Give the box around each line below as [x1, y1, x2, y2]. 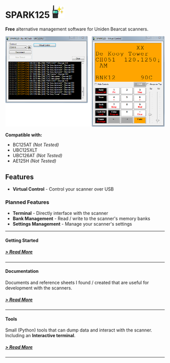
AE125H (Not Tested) [12, 158, 57, 164]
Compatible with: [5, 132, 42, 138]
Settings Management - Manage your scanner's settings [12, 221, 133, 227]
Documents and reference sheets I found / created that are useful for [5, 279, 149, 286]
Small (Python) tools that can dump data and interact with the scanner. [5, 327, 153, 333]
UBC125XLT [12, 147, 38, 153]
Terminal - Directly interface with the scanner [12, 210, 108, 216]
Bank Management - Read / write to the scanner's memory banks [12, 215, 150, 222]
